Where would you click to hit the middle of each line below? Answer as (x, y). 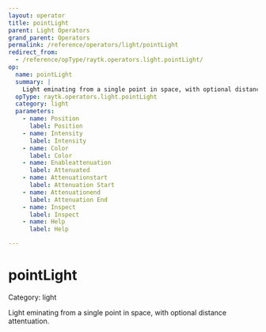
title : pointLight (38, 23)
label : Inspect (54, 215)
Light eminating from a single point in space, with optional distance (118, 312)
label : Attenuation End (68, 200)
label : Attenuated (59, 170)
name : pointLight (44, 74)
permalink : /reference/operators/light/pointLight (93, 45)
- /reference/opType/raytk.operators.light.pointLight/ (109, 60)
